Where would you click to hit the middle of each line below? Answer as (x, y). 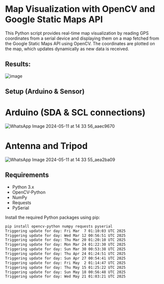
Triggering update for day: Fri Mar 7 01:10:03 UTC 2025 (65, 231)
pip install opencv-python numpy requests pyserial (59, 226)
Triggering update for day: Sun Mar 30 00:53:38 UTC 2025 (65, 249)
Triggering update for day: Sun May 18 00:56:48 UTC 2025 (65, 272)
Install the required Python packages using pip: (53, 217)
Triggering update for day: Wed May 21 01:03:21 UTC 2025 (65, 277)
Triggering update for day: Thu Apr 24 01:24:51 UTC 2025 (65, 254)
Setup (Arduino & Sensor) (45, 92)
